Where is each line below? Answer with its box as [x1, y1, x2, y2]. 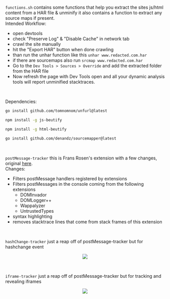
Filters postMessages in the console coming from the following [12, 181, 144, 187]
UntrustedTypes [20, 208, 54, 214]
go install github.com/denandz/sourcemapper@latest [5, 136, 116, 141]
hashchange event [5, 244, 44, 250]
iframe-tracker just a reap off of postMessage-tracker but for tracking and [5, 273, 161, 279]
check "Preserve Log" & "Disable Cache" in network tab [12, 36, 130, 42]
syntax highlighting [12, 213, 53, 219]
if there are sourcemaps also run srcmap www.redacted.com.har [12, 57, 143, 63]
